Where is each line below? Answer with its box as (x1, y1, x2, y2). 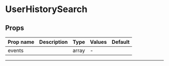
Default (111, 39, 130, 45)
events (8, 47, 24, 54)
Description (39, 39, 68, 45)
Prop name (8, 39, 35, 45)
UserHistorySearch (5, 4, 88, 15)
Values (90, 39, 107, 45)
